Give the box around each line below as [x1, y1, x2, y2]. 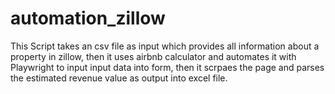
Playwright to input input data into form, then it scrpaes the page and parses [10, 61, 325, 73]
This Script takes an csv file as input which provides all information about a [10, 40, 320, 52]
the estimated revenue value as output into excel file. [10, 72, 228, 84]
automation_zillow [10, 7, 166, 30]
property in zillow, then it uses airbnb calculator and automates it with [10, 50, 297, 62]
